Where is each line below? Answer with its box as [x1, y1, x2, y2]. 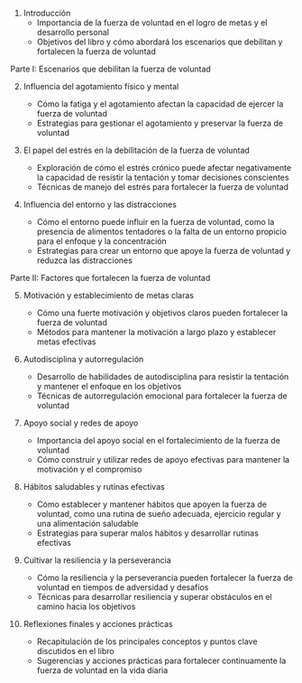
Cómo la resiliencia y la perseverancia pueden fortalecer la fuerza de [36, 573, 294, 583]
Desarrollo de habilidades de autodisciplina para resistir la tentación [36, 371, 289, 382]
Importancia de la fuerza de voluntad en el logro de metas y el [36, 17, 268, 28]
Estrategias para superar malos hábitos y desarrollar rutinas [36, 528, 260, 538]
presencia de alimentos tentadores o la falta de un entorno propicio [36, 226, 288, 237]
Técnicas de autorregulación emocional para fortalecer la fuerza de [36, 390, 288, 401]
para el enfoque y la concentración [36, 236, 168, 247]
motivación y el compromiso [36, 464, 142, 474]
